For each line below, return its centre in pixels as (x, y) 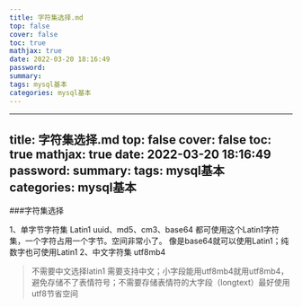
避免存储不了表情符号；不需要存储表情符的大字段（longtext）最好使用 (160, 283)
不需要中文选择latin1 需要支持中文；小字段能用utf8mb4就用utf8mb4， (160, 271)
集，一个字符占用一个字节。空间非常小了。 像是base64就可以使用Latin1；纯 (149, 241)
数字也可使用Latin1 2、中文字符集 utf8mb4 (88, 252)
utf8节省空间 (55, 294)
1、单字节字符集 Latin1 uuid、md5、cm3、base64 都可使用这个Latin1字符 (145, 230)
